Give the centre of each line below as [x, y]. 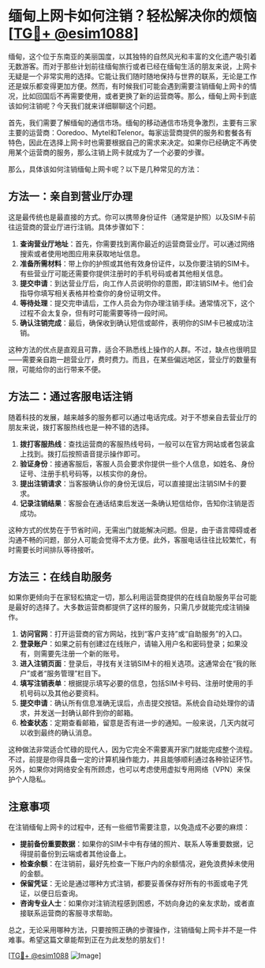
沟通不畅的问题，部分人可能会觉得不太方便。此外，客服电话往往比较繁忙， [129, 539]
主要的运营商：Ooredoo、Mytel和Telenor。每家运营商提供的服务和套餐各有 [130, 132]
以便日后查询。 [58, 894]
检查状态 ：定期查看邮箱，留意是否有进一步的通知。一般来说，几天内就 [134, 723]
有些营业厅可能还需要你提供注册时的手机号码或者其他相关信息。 [123, 273]
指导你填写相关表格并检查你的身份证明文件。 [92, 293]
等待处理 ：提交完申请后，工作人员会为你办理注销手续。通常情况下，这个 [137, 303]
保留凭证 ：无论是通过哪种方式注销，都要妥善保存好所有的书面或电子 [130, 883]
